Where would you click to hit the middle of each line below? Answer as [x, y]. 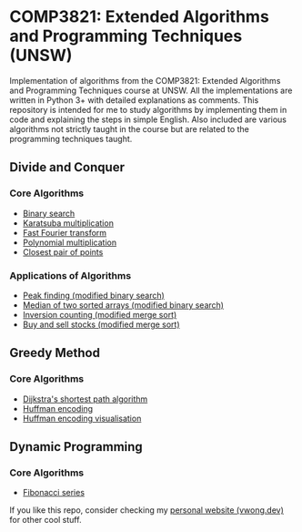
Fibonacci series [53, 493]
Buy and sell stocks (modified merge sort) [101, 324]
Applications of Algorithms [70, 275]
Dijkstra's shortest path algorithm [85, 399]
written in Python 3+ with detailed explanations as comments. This [134, 100]
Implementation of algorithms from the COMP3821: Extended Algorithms [145, 80]
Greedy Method [55, 353]
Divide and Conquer [67, 167]
